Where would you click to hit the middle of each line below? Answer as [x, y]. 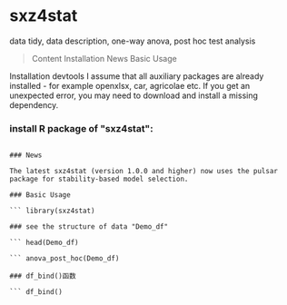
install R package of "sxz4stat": [81, 128]
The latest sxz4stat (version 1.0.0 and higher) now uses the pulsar [144, 172]
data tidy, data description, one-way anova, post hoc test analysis [133, 41]
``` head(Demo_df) [44, 243]
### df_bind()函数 [43, 276]
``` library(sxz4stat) [52, 211]
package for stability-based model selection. [99, 179]
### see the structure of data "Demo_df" [89, 227]
